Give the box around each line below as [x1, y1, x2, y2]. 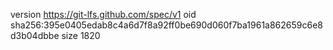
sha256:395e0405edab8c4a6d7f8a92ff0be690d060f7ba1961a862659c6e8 [10, 19, 324, 31]
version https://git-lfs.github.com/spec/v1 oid [10, 9, 197, 20]
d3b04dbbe [10, 30, 60, 41]
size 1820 [61, 30, 101, 41]
